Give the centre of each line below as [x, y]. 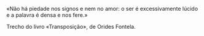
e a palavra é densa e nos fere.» [47, 15]
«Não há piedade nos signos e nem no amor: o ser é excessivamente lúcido [102, 9]
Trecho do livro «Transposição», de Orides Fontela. [71, 27]
